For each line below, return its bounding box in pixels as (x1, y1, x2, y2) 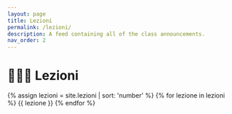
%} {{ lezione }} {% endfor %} (7, 99, 96, 108)
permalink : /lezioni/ (7, 24, 72, 31)
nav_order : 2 (7, 37, 46, 44)
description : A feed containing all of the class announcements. (7, 30, 205, 38)
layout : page (7, 10, 46, 18)
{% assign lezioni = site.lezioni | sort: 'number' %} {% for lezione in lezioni (7, 91, 226, 100)
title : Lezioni (7, 17, 53, 24)
